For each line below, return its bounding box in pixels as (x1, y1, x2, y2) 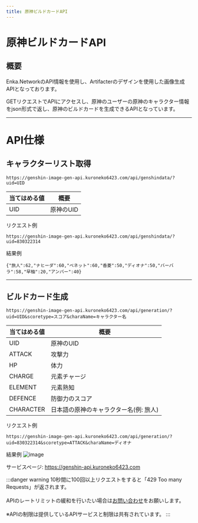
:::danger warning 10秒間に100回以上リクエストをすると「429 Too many (6, 476, 182, 483)
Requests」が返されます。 (6, 483, 70, 491)
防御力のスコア (51, 394, 93, 403)
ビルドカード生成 (6, 292, 68, 302)
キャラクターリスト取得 (6, 159, 91, 169)
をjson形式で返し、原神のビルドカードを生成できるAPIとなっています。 (6, 105, 179, 112)
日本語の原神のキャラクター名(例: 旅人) (51, 406, 159, 414)
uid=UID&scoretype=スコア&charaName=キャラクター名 (6, 314, 127, 320)
